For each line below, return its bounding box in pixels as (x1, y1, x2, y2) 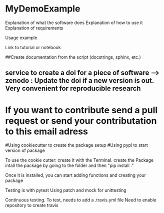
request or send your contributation (5, 115, 157, 126)
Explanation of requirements (5, 25, 63, 31)
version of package (5, 147, 45, 153)
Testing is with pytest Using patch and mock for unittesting (5, 187, 126, 193)
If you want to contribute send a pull (5, 104, 158, 116)
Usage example (5, 35, 37, 41)
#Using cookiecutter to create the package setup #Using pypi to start (5, 142, 148, 148)
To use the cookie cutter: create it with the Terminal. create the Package (5, 157, 154, 163)
